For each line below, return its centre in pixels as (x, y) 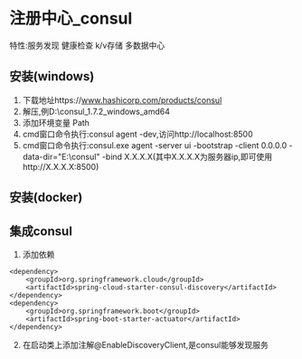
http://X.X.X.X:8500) (61, 166)
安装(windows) (52, 76)
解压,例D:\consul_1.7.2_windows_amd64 (96, 111)
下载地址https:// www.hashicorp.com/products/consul (122, 99)
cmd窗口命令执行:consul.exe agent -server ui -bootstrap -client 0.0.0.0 (155, 145)
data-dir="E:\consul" (61, 156)
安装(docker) (46, 198)
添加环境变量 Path (56, 122)
